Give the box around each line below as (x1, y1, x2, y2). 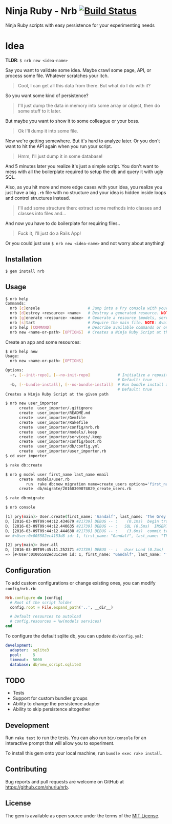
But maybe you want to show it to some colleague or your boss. (5, 118, 140, 124)
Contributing (5, 765, 47, 774)
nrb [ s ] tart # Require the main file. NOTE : (10, 320, 157, 325)
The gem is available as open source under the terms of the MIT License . (5, 812, 160, 819)
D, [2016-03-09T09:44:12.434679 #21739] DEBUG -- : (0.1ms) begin (5, 519, 159, 524)
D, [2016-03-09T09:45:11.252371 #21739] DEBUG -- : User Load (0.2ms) (5, 547, 164, 552)
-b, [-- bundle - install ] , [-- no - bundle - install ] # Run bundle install (10, 382, 164, 387)
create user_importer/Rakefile (18, 420, 88, 425)
